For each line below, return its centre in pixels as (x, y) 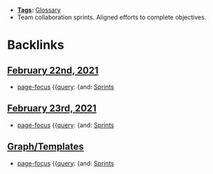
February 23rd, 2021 (52, 108)
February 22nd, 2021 (53, 70)
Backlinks (36, 45)
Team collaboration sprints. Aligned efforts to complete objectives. (112, 17)
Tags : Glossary (39, 10)
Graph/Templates (45, 147)
